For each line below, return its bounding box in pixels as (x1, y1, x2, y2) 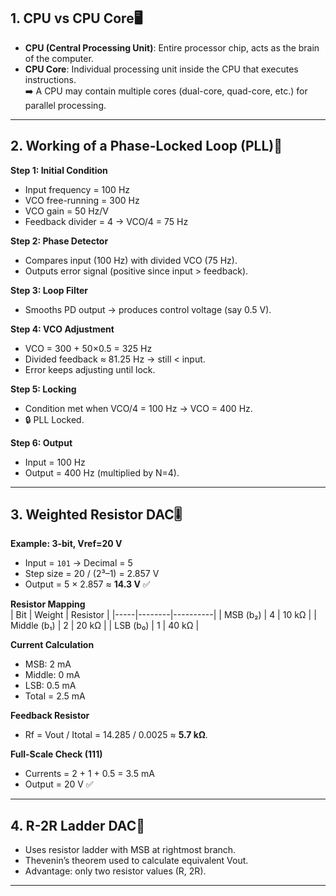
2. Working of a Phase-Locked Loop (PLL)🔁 (10, 138, 283, 155)
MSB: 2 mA (24, 658, 72, 670)
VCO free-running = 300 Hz (24, 194, 140, 206)
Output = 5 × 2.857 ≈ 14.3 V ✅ (24, 578, 151, 590)
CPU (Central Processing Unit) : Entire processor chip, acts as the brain (24, 41, 320, 54)
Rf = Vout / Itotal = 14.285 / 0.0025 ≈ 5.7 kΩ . (24, 729, 208, 741)
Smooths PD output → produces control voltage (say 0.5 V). (24, 303, 272, 315)
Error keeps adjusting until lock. (24, 363, 156, 375)
